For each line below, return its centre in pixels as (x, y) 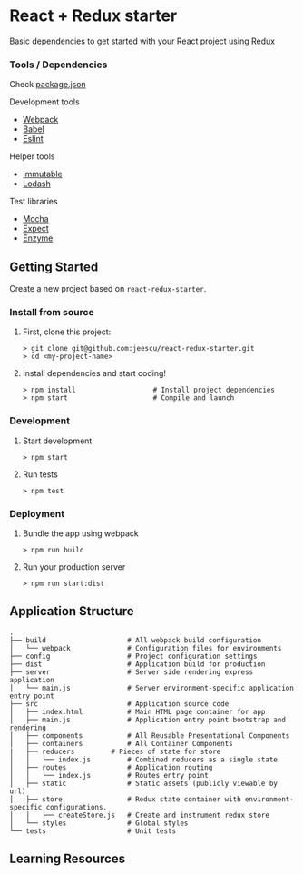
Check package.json (48, 85)
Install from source (52, 312)
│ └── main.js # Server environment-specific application (152, 688)
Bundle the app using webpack (80, 533)
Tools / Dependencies (59, 65)
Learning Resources (67, 859)
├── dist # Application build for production (137, 664)
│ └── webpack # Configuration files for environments (146, 648)
